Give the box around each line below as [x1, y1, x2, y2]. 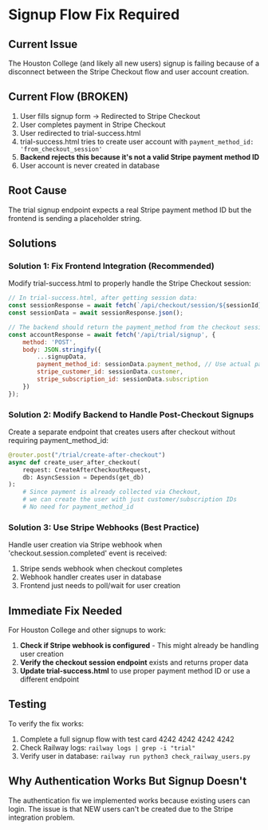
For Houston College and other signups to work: [8, 625, 166, 635]
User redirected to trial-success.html [19, 128, 141, 137]
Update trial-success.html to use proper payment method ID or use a [19, 666, 250, 676]
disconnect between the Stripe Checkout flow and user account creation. [8, 67, 250, 77]
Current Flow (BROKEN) [8, 90, 129, 104]
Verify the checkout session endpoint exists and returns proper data [19, 658, 249, 667]
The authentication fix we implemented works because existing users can [8, 796, 250, 805]
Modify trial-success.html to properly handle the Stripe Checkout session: [8, 279, 251, 288]
